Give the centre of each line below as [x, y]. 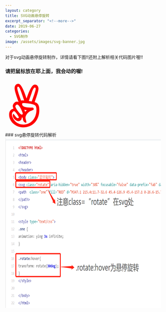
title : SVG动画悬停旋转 [27, 16]
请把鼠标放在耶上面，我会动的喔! [44, 71]
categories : [17, 31]
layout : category [23, 10]
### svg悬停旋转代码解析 [31, 135]
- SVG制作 [19, 37]
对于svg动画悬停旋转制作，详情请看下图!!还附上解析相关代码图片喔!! [74, 57]
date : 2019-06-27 [23, 26]
